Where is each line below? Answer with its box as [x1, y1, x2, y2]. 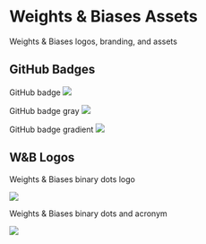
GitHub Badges [9, 62, 96, 77]
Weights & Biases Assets [9, 6, 199, 27]
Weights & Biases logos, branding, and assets [9, 36, 177, 47]
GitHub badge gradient [9, 124, 94, 135]
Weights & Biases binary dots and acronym [9, 208, 167, 219]
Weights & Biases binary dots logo [9, 173, 136, 185]
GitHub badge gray [9, 105, 80, 116]
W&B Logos [9, 150, 75, 165]
